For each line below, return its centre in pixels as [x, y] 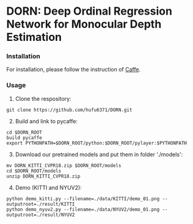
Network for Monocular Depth [84, 24]
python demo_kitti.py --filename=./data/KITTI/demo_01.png [83, 199]
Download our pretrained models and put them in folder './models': [99, 154]
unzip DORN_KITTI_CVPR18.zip [43, 176]
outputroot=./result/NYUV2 [41, 215]
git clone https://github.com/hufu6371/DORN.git [69, 110]
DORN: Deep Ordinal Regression [89, 11]
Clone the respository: [43, 98]
